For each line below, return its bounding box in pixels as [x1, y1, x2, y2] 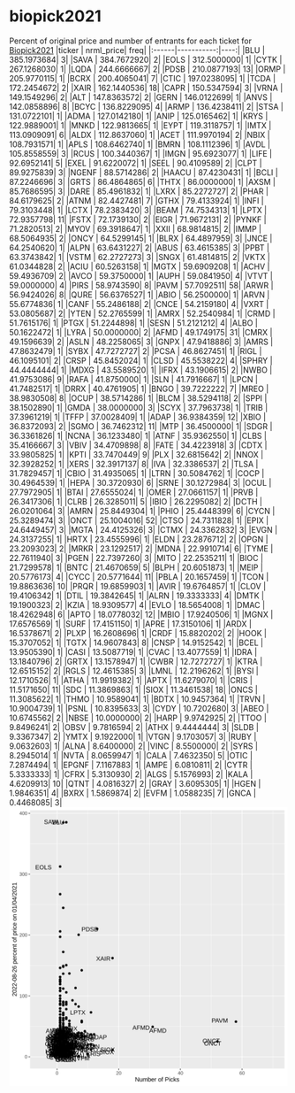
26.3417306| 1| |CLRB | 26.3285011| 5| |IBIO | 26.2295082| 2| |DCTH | [9, 496, 263, 506]
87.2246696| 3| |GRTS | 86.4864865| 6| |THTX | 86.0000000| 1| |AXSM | [9, 176, 276, 187]
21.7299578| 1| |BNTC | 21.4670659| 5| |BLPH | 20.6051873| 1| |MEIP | [9, 562, 263, 573]
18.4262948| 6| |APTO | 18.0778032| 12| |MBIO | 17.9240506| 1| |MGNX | [9, 609, 274, 620]
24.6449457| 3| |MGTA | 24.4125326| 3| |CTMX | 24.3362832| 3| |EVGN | [9, 524, 278, 535]
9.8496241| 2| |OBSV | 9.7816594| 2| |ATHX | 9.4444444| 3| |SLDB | [9, 721, 259, 732]
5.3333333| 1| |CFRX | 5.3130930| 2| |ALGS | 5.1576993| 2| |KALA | [9, 768, 253, 780]
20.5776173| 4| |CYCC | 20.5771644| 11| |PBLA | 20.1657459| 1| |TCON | [9, 571, 269, 581]
